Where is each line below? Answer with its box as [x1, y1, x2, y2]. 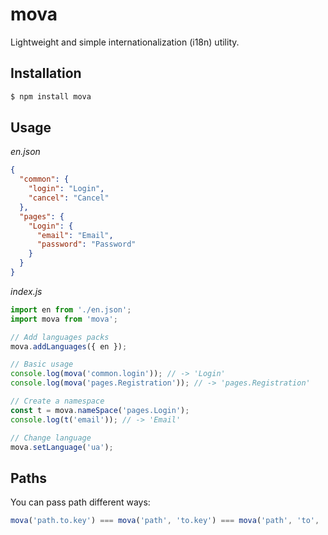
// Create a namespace [10, 396, 105, 407]
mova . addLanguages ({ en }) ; [10, 341, 128, 352]
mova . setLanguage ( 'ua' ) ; [10, 442, 114, 452]
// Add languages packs [10, 332, 110, 342]
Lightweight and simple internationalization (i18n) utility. [10, 36, 240, 48]
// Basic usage [10, 359, 74, 370]
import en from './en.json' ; [10, 304, 132, 315]
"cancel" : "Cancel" [28, 193, 110, 203]
